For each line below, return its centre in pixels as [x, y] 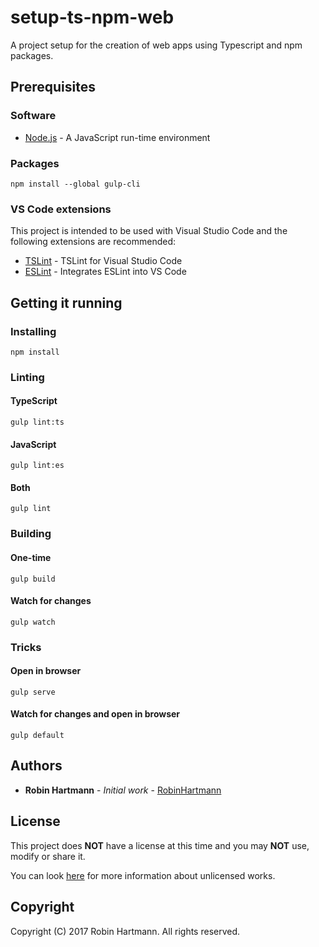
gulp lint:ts [37, 422]
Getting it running [66, 302]
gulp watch [33, 622]
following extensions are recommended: [93, 242]
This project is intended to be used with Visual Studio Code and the [149, 231]
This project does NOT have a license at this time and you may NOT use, [160, 845]
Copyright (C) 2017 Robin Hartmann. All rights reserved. [125, 931]
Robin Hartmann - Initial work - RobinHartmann [123, 790]
